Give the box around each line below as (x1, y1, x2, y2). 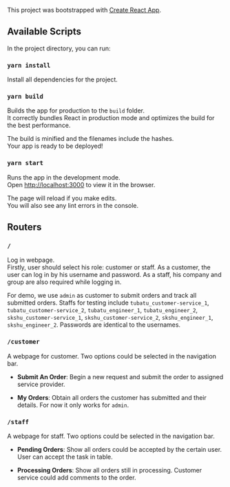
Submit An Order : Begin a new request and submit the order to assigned (17, 372, 224, 381)
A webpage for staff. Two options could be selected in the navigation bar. (7, 432, 215, 440)
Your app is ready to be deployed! (7, 142, 103, 151)
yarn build (7, 93, 43, 101)
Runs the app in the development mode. (7, 173, 121, 182)
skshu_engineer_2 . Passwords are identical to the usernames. (7, 321, 181, 329)
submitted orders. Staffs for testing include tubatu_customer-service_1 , (7, 298, 209, 307)
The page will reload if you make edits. (7, 193, 117, 202)
